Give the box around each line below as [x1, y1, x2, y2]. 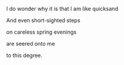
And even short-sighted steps [6, 17, 80, 23]
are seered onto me [6, 40, 56, 47]
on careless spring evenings [6, 28, 77, 36]
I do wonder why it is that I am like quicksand [6, 5, 119, 12]
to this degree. [6, 52, 43, 59]
